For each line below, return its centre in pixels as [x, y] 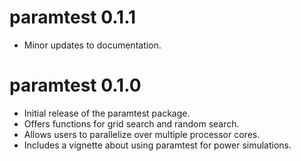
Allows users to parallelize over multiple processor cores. [142, 134]
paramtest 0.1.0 [75, 85]
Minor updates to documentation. [92, 45]
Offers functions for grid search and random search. [131, 123]
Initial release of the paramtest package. [107, 113]
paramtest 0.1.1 [73, 17]
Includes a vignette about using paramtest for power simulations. [157, 145]
